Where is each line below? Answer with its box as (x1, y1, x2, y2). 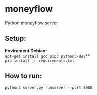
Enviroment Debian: (5, 47, 47, 53)
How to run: (5, 72, 42, 80)
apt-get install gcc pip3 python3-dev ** (5, 53, 90, 59)
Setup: (5, 34, 26, 43)
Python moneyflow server (5, 20, 58, 26)
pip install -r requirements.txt (5, 58, 75, 63)
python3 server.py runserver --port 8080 (5, 85, 93, 90)
